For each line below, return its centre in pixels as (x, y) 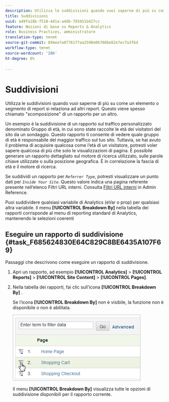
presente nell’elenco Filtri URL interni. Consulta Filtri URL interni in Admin (81, 187)
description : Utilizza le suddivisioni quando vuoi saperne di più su (81, 11)
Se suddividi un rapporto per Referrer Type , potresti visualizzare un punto (82, 177)
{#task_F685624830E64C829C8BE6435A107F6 (83, 242)
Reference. (17, 193)
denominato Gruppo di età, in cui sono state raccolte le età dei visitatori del (83, 129)
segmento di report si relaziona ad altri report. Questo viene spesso (75, 109)
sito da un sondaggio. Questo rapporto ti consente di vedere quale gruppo (82, 135)
